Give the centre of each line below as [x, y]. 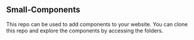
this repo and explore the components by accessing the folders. [85, 30]
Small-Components [43, 10]
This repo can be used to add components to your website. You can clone [97, 24]
